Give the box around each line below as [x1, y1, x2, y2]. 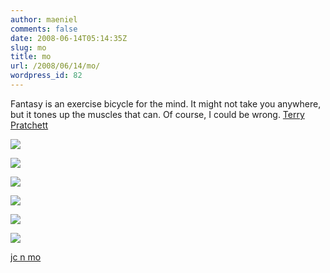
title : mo [10, 52, 52, 62]
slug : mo [10, 42, 47, 53]
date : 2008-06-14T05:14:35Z [10, 33, 128, 43]
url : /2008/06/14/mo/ [10, 61, 101, 71]
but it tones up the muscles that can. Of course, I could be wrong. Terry [10, 108, 305, 120]
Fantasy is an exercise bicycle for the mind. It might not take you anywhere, [10, 97, 322, 110]
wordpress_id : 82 [10, 71, 83, 81]
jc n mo [10, 251, 42, 263]
